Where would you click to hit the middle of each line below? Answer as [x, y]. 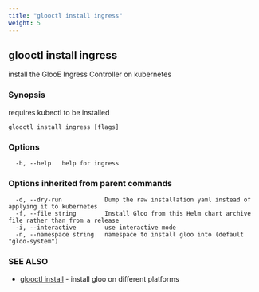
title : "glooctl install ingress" [66, 16]
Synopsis [27, 95]
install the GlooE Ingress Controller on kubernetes [90, 74]
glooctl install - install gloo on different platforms [99, 278]
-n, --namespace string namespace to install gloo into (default [130, 235]
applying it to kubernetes [53, 207]
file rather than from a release [64, 221]
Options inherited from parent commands [90, 183]
